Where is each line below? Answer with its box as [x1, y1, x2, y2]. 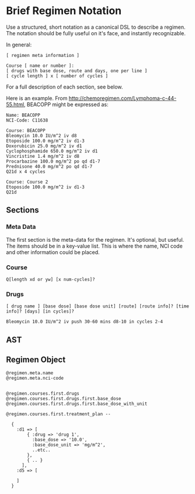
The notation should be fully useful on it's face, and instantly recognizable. [6, 29, 186, 36]
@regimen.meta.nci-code [6, 375, 64, 381]
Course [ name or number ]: [6, 63, 75, 69]
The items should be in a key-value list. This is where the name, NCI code [6, 242, 183, 249]
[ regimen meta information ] [6, 52, 80, 58]
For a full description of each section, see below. [6, 83, 123, 90]
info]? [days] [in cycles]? [6, 309, 75, 314]
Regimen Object [6, 355, 66, 364]
